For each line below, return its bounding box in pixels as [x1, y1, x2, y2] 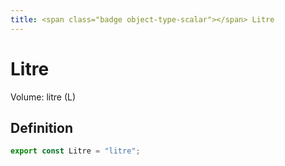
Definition [10, 119, 73, 136]
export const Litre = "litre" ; [10, 146, 141, 156]
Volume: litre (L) [10, 91, 77, 103]
